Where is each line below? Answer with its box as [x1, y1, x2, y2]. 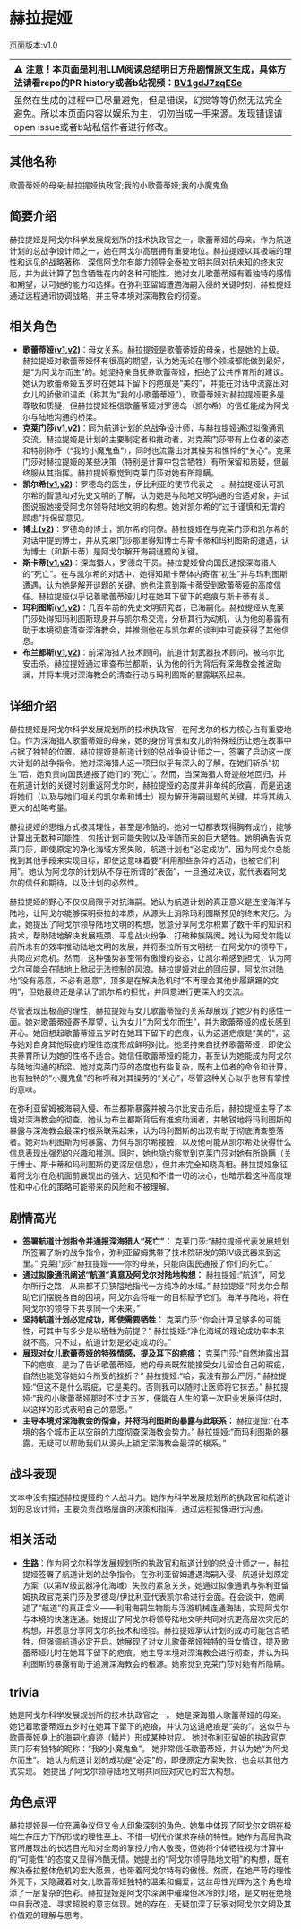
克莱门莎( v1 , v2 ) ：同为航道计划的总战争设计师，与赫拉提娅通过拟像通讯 [21, 423, 285, 433]
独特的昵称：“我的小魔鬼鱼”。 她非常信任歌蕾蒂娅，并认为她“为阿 [39, 1743, 281, 1754]
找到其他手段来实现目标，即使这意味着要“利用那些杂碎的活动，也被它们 [9, 855, 272, 866]
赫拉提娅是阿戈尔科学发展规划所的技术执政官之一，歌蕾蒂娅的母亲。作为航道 [9, 234, 292, 245]
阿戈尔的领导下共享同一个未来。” [21, 1303, 141, 1314]
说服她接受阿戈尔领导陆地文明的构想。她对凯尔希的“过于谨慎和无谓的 [30, 502, 285, 512]
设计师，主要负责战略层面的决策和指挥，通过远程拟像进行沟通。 [32, 1503, 269, 1514]
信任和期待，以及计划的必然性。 [24, 877, 143, 888]
